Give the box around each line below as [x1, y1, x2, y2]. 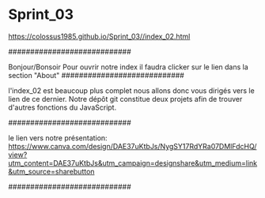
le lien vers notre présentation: [8, 133, 108, 143]
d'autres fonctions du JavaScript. [8, 103, 117, 112]
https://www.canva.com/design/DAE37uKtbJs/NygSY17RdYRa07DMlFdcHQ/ [8, 141, 257, 151]
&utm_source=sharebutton [8, 166, 95, 176]
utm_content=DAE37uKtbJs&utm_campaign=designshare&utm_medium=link [8, 158, 258, 167]
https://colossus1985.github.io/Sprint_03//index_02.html [8, 32, 191, 41]
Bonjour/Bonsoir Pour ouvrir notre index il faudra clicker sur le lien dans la [8, 62, 249, 72]
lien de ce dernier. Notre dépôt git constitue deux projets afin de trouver [8, 94, 243, 103]
